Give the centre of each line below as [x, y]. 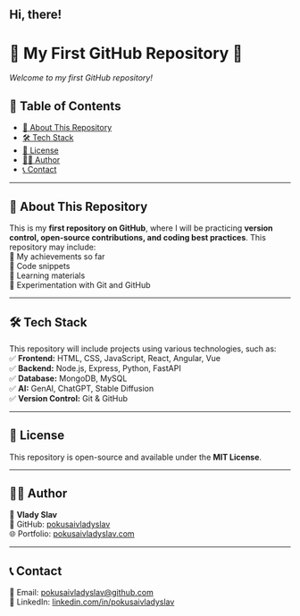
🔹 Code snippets [40, 266]
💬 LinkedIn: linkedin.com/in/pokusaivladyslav [92, 602]
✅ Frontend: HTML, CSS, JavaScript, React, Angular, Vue [115, 358]
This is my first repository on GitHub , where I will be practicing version [142, 228]
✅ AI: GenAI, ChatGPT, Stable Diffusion [82, 388]
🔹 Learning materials [47, 275]
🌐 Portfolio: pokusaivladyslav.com [72, 534]
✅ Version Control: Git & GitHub [68, 398]
